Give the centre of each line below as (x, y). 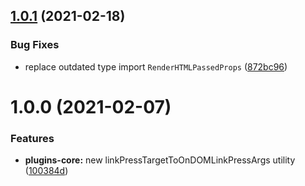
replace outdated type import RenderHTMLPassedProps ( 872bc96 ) (156, 66)
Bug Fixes (35, 45)
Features (32, 138)
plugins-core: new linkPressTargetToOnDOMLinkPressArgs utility (160, 160)
